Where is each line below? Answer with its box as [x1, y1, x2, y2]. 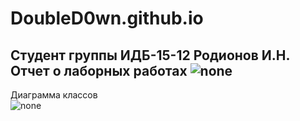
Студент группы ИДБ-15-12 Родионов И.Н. [10, 47, 290, 64]
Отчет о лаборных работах [10, 62, 188, 79]
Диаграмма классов [10, 89, 98, 101]
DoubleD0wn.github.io [10, 7, 204, 30]
